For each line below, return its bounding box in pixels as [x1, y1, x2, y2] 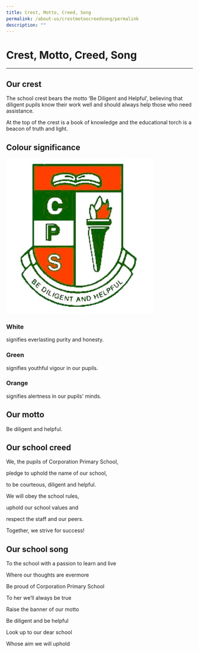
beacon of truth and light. [6, 125, 68, 133]
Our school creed [6, 443, 72, 453]
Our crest [6, 79, 42, 89]
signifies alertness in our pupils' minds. [6, 393, 102, 400]
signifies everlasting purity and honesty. [6, 336, 104, 343]
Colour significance [6, 142, 81, 152]
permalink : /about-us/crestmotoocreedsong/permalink [6, 15, 139, 22]
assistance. [6, 107, 34, 115]
